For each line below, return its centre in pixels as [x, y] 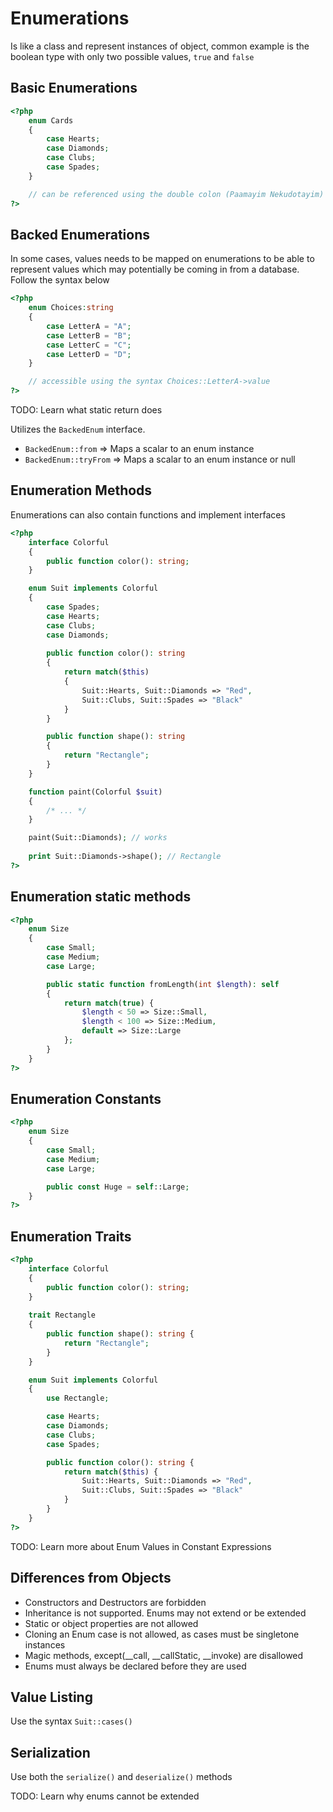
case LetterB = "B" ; [89, 335]
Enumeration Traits [71, 1236]
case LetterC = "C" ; [89, 345]
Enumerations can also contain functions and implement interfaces [148, 514]
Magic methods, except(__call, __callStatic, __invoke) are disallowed [164, 1655]
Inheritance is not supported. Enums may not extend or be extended [165, 1613]
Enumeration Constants [86, 1098]
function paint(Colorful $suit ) [95, 792]
